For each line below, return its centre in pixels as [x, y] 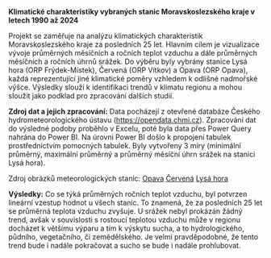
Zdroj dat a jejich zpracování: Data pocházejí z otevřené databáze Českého [134, 111]
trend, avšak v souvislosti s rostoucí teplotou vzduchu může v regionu [125, 220]
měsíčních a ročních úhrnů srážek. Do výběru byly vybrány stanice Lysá [128, 61]
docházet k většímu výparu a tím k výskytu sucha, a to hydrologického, [126, 228]
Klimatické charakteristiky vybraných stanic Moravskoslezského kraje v [132, 12]
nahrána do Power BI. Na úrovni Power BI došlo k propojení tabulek [120, 137]
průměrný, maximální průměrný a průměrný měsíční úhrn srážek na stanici [132, 154]
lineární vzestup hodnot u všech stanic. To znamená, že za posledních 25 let [135, 202]
